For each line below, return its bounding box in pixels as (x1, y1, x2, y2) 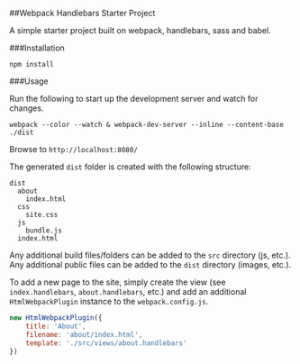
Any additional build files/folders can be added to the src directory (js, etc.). (9, 250, 291, 260)
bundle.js (25, 226, 63, 235)
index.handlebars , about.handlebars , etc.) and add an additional (9, 287, 247, 296)
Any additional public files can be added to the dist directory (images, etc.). (9, 259, 292, 269)
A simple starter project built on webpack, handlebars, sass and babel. (9, 25, 272, 35)
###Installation (9, 42, 65, 53)
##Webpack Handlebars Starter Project (9, 8, 156, 18)
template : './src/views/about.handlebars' (25, 338, 187, 348)
